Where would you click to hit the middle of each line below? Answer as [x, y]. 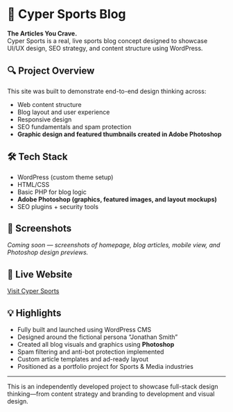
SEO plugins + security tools [58, 206]
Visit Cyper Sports [33, 291]
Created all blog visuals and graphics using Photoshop [96, 344]
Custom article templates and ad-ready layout [83, 359]
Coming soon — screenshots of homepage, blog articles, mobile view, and [114, 245]
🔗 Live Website [40, 274]
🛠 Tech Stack [37, 157]
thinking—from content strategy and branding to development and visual [111, 394]
